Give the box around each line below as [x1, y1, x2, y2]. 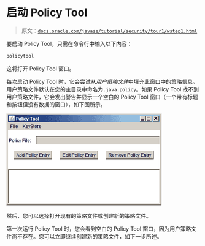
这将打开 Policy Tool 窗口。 [6, 65, 75, 72]
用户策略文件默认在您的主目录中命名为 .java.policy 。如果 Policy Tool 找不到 [6, 85, 199, 92]
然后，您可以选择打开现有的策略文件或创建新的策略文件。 [6, 212, 152, 219]
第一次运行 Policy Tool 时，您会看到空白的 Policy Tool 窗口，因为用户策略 [6, 225, 191, 233]
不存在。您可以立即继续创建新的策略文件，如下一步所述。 [17, 233, 163, 240]
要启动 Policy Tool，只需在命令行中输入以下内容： [6, 40, 133, 47]
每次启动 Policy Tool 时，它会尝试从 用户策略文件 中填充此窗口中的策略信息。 [6, 78, 198, 85]
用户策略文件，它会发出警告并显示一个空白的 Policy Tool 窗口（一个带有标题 [6, 93, 198, 100]
